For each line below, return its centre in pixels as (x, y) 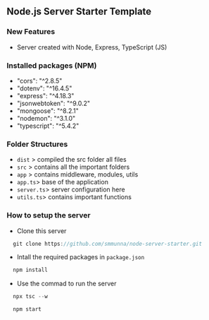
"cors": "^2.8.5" (39, 81)
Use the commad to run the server (66, 284)
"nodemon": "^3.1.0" (46, 118)
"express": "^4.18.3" (45, 95)
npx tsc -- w (31, 297)
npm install (31, 270)
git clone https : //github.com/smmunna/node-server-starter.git (107, 244)
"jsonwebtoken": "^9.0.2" (53, 103)
